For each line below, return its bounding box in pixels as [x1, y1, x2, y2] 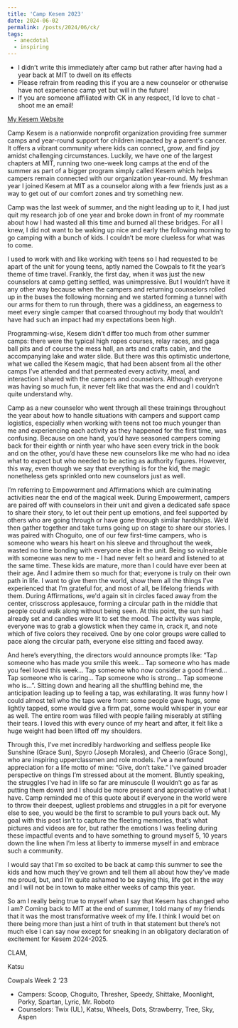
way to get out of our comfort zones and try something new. [7, 190, 183, 197]
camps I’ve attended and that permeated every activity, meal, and [7, 367, 200, 375]
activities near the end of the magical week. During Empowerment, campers [7, 493, 230, 501]
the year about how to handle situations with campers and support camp [7, 411, 220, 419]
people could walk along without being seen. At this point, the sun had [7, 607, 213, 615]
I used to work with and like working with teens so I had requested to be [7, 255, 218, 263]
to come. [7, 241, 33, 250]
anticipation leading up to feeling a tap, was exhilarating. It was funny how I [7, 689, 228, 697]
